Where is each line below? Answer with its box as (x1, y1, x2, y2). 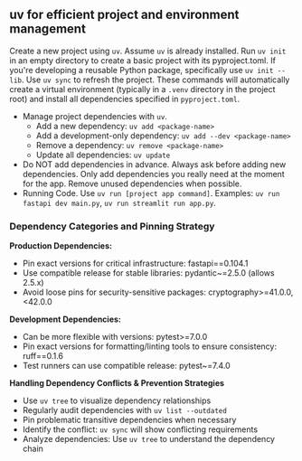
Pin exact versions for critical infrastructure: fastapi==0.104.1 (22, 258, 249, 269)
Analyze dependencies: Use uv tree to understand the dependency (22, 434, 276, 445)
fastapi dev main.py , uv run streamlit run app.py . (22, 197, 217, 208)
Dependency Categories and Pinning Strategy (9, 220, 215, 232)
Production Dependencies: (9, 240, 113, 251)
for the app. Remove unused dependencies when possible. (22, 178, 242, 189)
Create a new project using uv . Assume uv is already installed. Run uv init (9, 45, 287, 56)
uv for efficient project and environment (9, 7, 240, 23)
